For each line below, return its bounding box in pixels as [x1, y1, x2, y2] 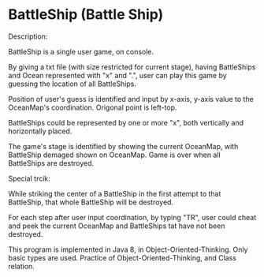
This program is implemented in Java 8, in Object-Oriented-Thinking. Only [8, 245, 248, 254]
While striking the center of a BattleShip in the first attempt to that [8, 189, 221, 198]
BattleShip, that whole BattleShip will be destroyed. [8, 197, 174, 207]
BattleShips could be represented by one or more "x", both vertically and [8, 118, 244, 127]
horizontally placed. [8, 126, 73, 136]
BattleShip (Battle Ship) [8, 6, 164, 24]
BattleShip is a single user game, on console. [8, 47, 154, 56]
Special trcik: [8, 174, 51, 183]
